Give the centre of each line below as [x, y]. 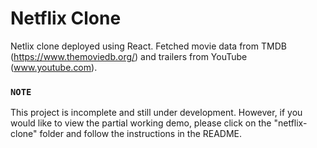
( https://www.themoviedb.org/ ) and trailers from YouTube [129, 56]
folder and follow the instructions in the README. [141, 134]
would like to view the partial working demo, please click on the [141, 123]
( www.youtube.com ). [54, 67]
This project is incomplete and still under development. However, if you [156, 113]
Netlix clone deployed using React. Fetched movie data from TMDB [148, 46]
